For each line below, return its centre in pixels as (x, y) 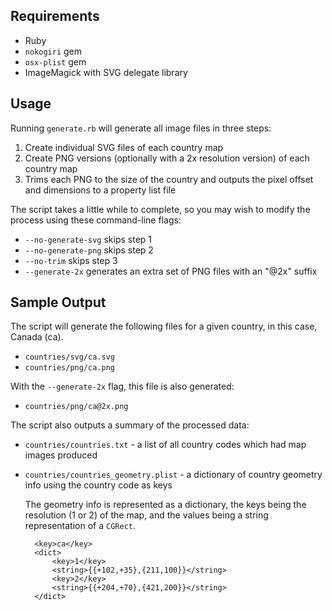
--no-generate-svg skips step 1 (88, 239)
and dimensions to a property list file (100, 190)
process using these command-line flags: (96, 220)
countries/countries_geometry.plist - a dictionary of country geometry (173, 475)
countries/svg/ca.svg (69, 357)
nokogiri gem (53, 51)
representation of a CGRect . (80, 526)
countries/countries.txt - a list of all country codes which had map (165, 445)
